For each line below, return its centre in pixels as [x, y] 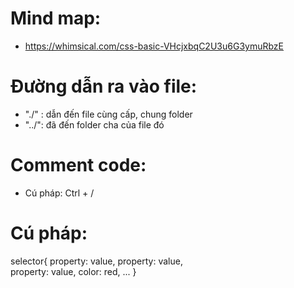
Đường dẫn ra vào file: [104, 86]
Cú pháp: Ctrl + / [59, 193]
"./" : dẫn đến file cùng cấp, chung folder [108, 114]
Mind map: [56, 18]
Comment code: [78, 165]
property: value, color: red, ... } [73, 271]
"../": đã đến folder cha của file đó [94, 124]
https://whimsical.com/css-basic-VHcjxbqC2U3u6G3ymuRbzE [154, 46]
